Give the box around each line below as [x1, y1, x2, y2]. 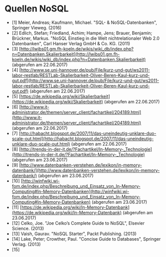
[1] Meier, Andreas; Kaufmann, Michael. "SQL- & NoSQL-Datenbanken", [11, 19, 157, 25]
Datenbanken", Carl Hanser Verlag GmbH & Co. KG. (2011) [11, 40, 130, 46]
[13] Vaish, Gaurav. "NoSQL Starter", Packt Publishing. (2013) [11, 231, 137, 237]
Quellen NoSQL [4, 3, 69, 14]
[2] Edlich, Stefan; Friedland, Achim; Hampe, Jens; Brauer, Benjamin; [11, 30, 152, 36]
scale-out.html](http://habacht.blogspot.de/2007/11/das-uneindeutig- [11, 135, 154, 142]
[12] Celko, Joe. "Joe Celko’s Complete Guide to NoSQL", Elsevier [11, 220, 145, 226]
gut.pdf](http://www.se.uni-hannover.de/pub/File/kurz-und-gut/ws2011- [11, 78, 160, 84]
